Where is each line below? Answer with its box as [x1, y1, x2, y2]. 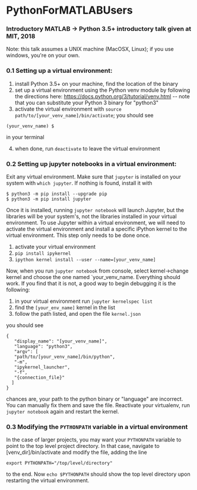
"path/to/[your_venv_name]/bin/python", [14, 354, 116, 360]
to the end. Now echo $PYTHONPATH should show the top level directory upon [6, 470, 191, 478]
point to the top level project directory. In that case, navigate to [6, 443, 160, 450]
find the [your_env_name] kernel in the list [14, 304, 116, 311]
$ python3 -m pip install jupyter [6, 196, 92, 202]
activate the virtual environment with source [14, 105, 122, 113]
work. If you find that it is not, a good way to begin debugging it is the [6, 280, 176, 287]
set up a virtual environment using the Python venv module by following [14, 87, 190, 94]
